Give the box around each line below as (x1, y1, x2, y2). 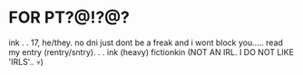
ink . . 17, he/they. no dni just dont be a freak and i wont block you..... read (8, 37, 283, 48)
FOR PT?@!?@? (8, 7, 131, 28)
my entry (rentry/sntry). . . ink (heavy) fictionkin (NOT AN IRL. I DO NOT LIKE (8, 46, 294, 57)
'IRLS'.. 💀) (8, 56, 44, 67)
